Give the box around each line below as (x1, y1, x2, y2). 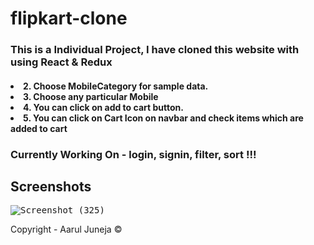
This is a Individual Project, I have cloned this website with (10, 43, 300, 57)
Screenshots (10, 178, 92, 196)
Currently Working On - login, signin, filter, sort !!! (10, 147, 257, 161)
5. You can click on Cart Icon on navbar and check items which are (23, 112, 304, 124)
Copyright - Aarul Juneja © (10, 223, 123, 236)
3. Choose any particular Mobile (23, 90, 159, 102)
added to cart (10, 122, 68, 134)
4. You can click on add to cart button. (23, 101, 184, 113)
